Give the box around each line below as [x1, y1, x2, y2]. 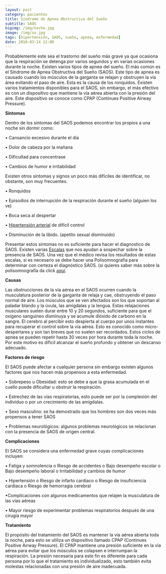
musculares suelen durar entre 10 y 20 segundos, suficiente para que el [5, 308, 152, 314]
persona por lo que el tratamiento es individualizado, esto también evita [5, 558, 151, 564]
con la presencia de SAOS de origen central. [5, 428, 96, 434]
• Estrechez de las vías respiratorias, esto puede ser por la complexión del [5, 394, 157, 400]
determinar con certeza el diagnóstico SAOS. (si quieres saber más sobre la [5, 262, 160, 268]
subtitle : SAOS [5, 21, 37, 26]
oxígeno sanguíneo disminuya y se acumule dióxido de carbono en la [5, 313, 146, 319]
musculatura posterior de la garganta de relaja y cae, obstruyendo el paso [5, 292, 156, 298]
